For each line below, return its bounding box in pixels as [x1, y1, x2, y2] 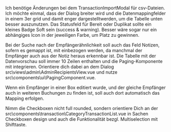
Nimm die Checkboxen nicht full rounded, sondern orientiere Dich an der [5, 105, 158, 111]
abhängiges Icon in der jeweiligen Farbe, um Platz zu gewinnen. [5, 32, 139, 38]
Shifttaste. [5, 122, 27, 127]
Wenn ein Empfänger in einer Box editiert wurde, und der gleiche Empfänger [5, 84, 166, 91]
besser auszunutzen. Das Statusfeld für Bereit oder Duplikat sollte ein [5, 21, 152, 27]
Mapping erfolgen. [5, 95, 44, 101]
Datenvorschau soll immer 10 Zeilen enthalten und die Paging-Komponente [5, 58, 163, 64]
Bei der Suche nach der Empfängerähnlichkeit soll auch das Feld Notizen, [5, 42, 160, 48]
